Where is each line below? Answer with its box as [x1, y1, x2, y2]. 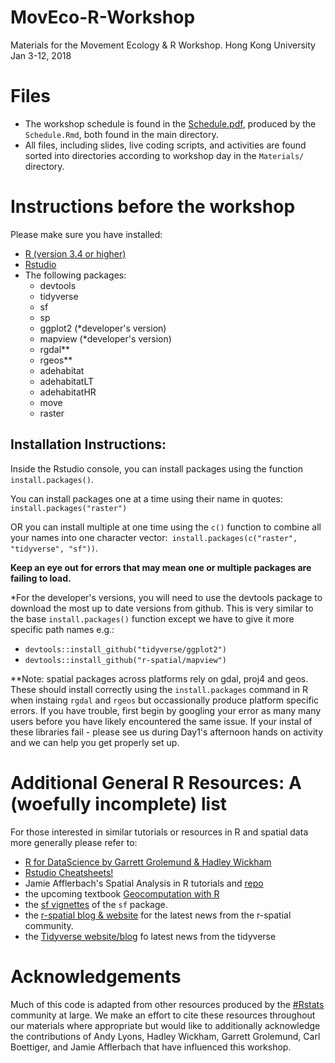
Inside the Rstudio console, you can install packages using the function [10, 462, 304, 475]
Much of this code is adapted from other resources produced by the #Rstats [10, 998, 325, 1010]
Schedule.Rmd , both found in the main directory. [24, 128, 219, 140]
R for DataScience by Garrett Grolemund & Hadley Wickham [24, 856, 272, 868]
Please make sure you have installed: [10, 228, 163, 240]
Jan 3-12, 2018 [10, 49, 72, 61]
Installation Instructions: [10, 436, 167, 453]
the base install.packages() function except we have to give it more [10, 612, 295, 625]
